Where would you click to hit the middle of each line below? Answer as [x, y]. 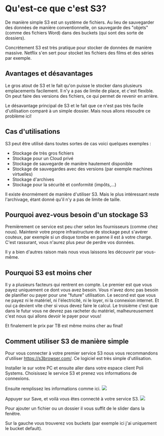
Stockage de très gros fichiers [43, 153]
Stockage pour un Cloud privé [43, 158]
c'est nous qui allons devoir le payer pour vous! [53, 316]
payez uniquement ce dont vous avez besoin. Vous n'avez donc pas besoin [82, 290]
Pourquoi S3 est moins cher [49, 273]
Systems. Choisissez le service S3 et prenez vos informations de [71, 373]
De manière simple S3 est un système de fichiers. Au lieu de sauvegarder [80, 22]
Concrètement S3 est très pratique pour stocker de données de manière [79, 47]
